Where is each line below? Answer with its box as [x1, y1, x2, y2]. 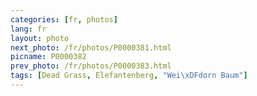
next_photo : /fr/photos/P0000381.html [10, 42, 172, 53]
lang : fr [10, 24, 47, 34]
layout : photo [10, 33, 70, 43]
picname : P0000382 [10, 52, 87, 62]
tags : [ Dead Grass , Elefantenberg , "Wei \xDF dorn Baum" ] [10, 71, 248, 81]
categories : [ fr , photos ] [10, 14, 118, 25]
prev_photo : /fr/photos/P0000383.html [10, 61, 172, 71]
